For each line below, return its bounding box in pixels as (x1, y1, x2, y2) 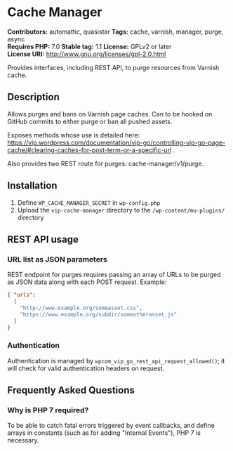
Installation (7, 180, 58, 191)
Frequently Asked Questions (7, 384, 135, 396)
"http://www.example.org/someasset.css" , (20, 304, 142, 311)
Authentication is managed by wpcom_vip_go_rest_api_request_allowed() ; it (7, 356, 225, 365)
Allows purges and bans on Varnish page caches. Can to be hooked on (7, 109, 213, 118)
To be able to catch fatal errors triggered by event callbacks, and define (7, 422, 215, 430)
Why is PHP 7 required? (7, 405, 89, 415)
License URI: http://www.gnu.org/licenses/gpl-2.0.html (7, 50, 166, 58)
